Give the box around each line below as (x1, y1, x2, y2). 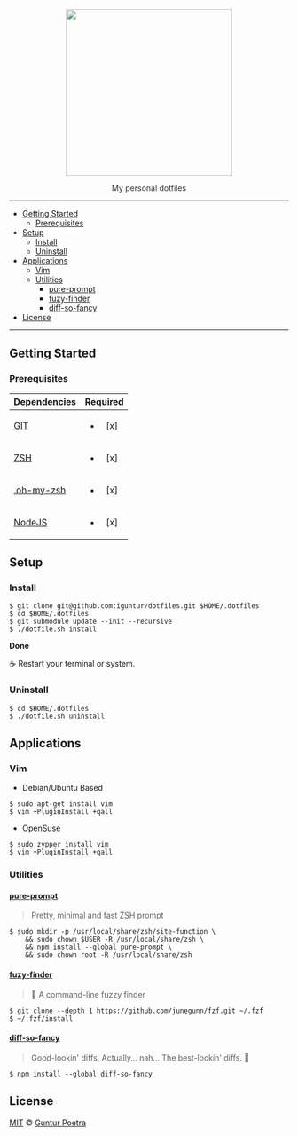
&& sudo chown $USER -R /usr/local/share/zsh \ (25, 935, 204, 944)
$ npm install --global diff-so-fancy (9, 1069, 153, 1078)
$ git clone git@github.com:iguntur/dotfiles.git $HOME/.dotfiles (9, 602, 260, 611)
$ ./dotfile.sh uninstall (9, 712, 105, 721)
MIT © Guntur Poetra (9, 1117, 87, 1128)
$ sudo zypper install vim (9, 840, 109, 849)
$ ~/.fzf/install (9, 1014, 74, 1023)
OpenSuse (21, 823, 61, 833)
